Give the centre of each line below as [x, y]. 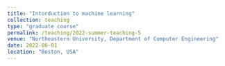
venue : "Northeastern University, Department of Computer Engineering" [113, 39]
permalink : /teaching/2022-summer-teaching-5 [74, 33]
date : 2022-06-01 [32, 45]
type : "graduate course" [43, 26]
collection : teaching [39, 20]
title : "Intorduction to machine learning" [71, 13]
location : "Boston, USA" [43, 52]
